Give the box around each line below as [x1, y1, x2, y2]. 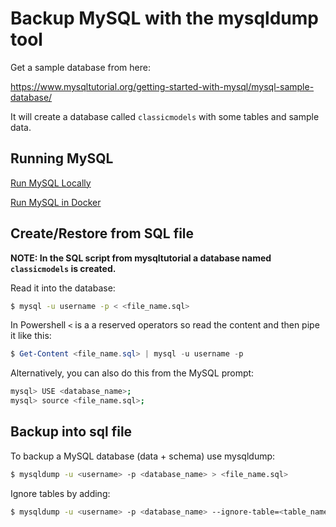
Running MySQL [10, 150, 114, 167]
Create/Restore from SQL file [10, 225, 195, 242]
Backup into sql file [10, 423, 133, 441]
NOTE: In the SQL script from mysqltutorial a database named [10, 252, 272, 264]
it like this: [10, 330, 52, 342]
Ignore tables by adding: [10, 487, 111, 499]
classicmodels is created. [10, 262, 117, 274]
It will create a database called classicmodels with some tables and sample [10, 110, 320, 122]
